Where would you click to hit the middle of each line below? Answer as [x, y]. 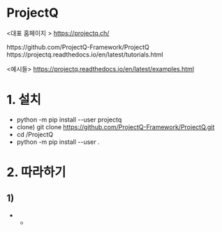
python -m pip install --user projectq [69, 119]
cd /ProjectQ [35, 134]
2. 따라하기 [36, 172]
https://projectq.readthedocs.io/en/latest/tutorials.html [85, 55]
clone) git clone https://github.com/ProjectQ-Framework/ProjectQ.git [116, 126]
